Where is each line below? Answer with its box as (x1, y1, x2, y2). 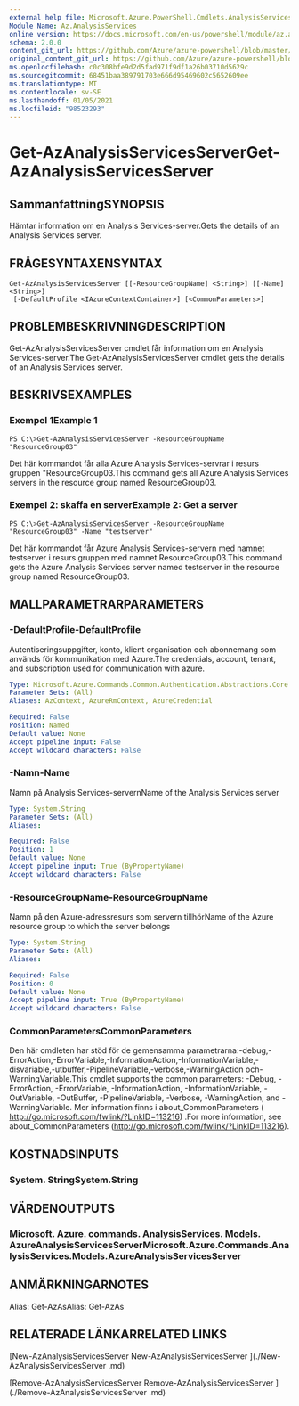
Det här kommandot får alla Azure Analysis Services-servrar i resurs (9, 458, 260, 469)
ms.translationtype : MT (9, 79, 98, 88)
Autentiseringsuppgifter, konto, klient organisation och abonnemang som (9, 643, 277, 655)
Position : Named (9, 721, 69, 731)
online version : (9, 29, 69, 38)
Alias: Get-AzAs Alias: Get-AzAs (9, 1301, 125, 1312)
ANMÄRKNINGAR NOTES (9, 1278, 149, 1293)
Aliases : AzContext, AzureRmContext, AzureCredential (9, 697, 214, 706)
